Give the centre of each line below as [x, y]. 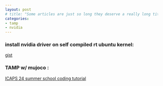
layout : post [18, 9]
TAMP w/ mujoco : [27, 68]
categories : [17, 18]
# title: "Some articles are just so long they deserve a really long [78, 14]
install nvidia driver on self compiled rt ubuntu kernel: [70, 45]
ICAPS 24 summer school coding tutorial [46, 78]
